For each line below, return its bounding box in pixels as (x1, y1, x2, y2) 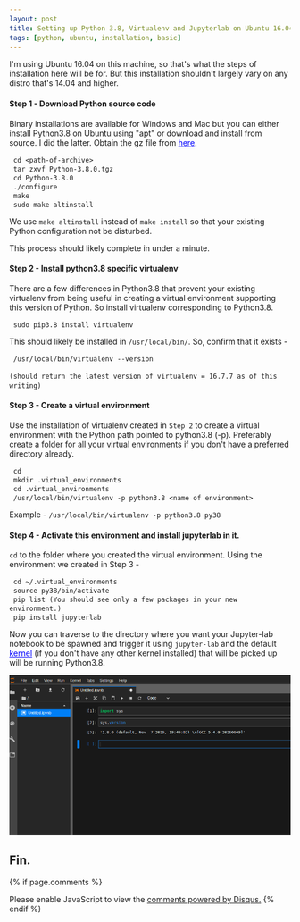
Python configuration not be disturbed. (9, 225, 153, 236)
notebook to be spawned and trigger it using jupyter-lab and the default (9, 639, 277, 650)
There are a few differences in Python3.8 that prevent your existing (9, 282, 256, 294)
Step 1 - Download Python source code (9, 98, 156, 109)
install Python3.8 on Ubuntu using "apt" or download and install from (9, 128, 262, 138)
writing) (9, 381, 42, 390)
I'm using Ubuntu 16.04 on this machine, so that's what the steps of (9, 59, 257, 70)
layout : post (9, 14, 58, 23)
